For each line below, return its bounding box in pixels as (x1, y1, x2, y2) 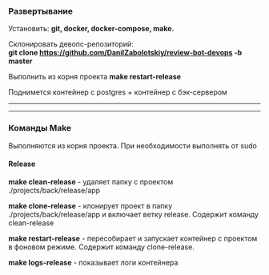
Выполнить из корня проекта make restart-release (8, 72, 182, 82)
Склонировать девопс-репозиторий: (8, 39, 134, 49)
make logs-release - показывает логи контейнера (8, 257, 179, 267)
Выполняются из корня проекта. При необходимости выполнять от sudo (8, 140, 258, 150)
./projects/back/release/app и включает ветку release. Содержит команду (8, 209, 259, 219)
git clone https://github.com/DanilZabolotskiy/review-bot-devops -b (8, 48, 243, 58)
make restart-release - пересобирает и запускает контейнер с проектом (8, 233, 258, 243)
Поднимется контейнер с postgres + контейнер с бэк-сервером (8, 87, 228, 97)
